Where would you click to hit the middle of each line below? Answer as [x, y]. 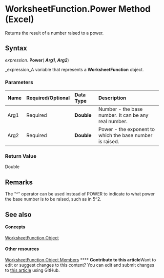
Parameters [19, 82]
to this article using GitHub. [32, 270]
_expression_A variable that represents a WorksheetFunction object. [74, 69]
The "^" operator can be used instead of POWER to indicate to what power [80, 194]
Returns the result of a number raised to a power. [54, 33]
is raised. [109, 142]
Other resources [22, 249]
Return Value [21, 156]
